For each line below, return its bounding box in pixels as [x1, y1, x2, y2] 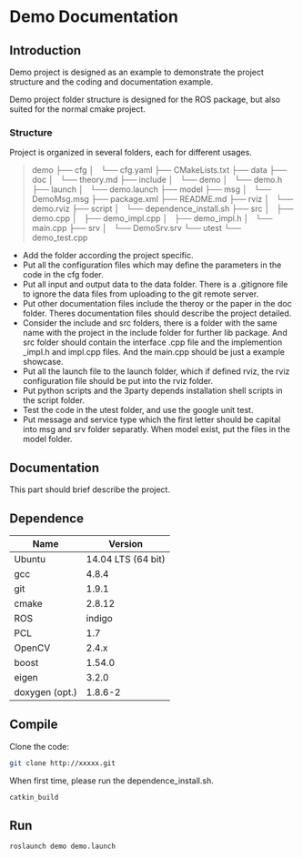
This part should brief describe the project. [9, 484, 171, 495]
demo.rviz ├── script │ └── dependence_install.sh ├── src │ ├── [31, 203, 294, 215]
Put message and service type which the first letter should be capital [22, 414, 281, 425]
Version [108, 537, 144, 550]
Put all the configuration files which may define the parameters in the [22, 259, 282, 270]
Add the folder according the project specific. [22, 250, 194, 261]
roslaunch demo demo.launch [9, 842, 116, 852]
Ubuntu [14, 552, 46, 565]
